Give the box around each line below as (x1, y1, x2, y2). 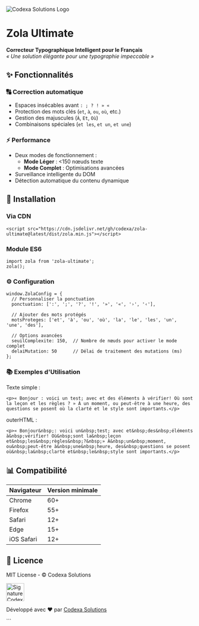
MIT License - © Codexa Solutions (6, 571, 91, 579)
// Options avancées (11, 333, 63, 339)
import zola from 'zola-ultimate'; (6, 258, 95, 264)
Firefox (9, 506, 29, 514)
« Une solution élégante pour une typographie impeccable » (6, 53, 154, 60)
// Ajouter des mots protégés (11, 312, 86, 318)
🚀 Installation (6, 194, 56, 204)
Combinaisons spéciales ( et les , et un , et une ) (14, 120, 132, 128)
